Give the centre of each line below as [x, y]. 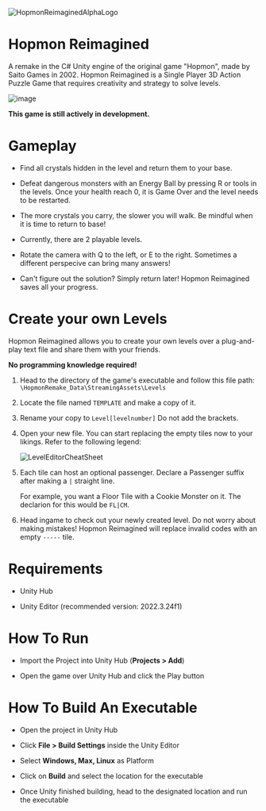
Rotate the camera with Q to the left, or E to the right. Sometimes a [128, 255]
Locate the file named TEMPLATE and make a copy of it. [108, 402]
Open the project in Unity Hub [69, 729]
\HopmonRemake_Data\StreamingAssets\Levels [93, 388]
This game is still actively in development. [79, 113]
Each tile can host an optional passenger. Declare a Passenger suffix [132, 472]
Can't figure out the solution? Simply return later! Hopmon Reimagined [135, 279]
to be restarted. [45, 200]
